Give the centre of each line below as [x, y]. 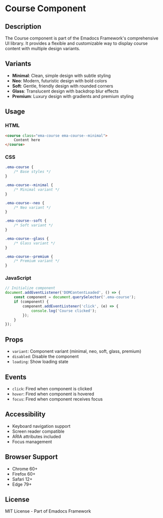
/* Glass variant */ [35, 243]
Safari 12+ [22, 479]
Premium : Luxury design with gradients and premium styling [73, 96]
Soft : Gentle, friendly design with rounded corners [63, 86]
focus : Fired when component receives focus [57, 399]
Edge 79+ [22, 484]
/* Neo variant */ [32, 208]
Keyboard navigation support [41, 426]
